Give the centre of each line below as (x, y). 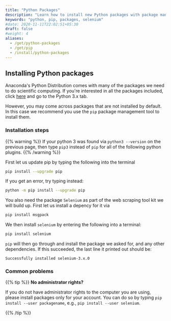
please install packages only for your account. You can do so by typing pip (84, 298)
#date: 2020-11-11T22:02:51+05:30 (42, 24)
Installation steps (27, 130)
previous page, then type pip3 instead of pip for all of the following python (83, 147)
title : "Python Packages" (33, 10)
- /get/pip (21, 48)
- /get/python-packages (35, 43)
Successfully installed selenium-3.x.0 (48, 259)
